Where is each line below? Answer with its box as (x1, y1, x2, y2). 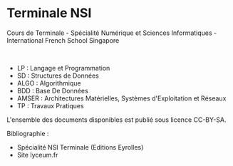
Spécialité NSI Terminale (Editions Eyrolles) (16, 142, 144, 151)
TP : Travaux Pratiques (16, 101, 84, 110)
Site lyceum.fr (16, 150, 58, 159)
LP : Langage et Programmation (16, 63, 110, 72)
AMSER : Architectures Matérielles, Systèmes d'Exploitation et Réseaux (16, 94, 227, 103)
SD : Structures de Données (16, 71, 99, 80)
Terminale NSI (6, 5, 92, 21)
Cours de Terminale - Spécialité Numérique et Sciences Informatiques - (6, 28, 217, 37)
